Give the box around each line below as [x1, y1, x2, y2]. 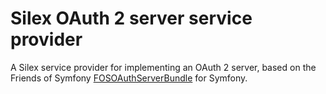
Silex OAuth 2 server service [10, 7, 253, 30]
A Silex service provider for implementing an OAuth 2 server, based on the [10, 61, 317, 73]
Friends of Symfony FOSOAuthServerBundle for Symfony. [10, 72, 248, 84]
